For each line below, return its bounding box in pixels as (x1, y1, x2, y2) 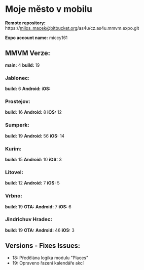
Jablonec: (5, 74, 30, 81)
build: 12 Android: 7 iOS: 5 (5, 180, 60, 186)
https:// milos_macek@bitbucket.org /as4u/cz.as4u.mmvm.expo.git (5, 25, 140, 31)
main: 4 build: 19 (5, 62, 40, 68)
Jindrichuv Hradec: (5, 216, 53, 223)
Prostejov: (5, 98, 31, 105)
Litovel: (5, 169, 24, 176)
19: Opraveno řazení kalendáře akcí (12, 260, 84, 266)
